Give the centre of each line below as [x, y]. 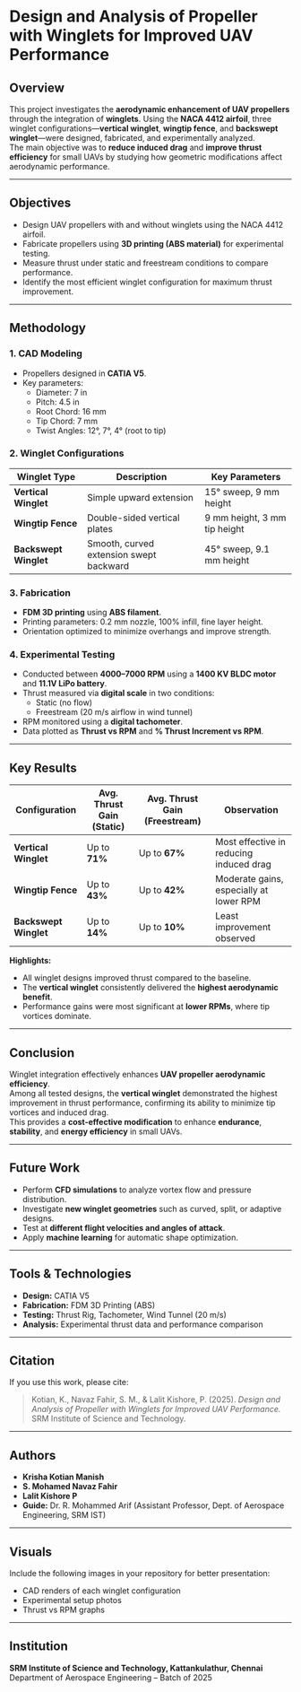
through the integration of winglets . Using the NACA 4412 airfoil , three [140, 119]
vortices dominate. [57, 1016]
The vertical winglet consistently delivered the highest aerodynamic [150, 988]
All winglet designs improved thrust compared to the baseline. [137, 978]
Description [142, 476]
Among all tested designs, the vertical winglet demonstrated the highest [143, 1094]
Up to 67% [162, 853]
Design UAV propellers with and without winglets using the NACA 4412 [153, 224]
